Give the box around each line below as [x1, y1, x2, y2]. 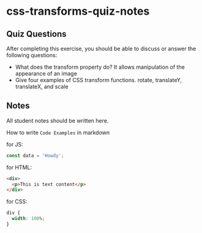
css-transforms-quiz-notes [6, 4, 150, 18]
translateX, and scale [15, 83, 69, 90]
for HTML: [6, 164, 32, 171]
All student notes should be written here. [6, 116, 109, 124]
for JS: [6, 140, 23, 148]
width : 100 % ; [12, 216, 45, 222]
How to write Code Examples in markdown [6, 129, 110, 136]
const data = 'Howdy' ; [6, 152, 64, 159]
